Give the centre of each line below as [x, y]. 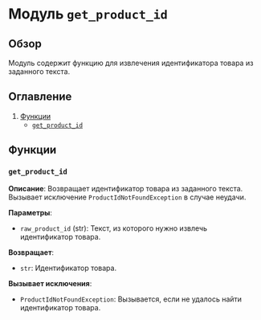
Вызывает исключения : [50, 283]
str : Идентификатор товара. [68, 268]
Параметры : [30, 212]
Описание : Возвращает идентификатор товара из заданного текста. [126, 188]
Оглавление [40, 97]
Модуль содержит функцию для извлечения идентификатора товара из [131, 63]
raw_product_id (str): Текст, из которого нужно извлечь [113, 228]
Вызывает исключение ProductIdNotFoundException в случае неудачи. [127, 197]
